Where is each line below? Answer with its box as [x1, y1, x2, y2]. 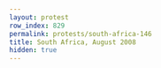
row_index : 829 [9, 21, 65, 30]
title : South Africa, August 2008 [9, 37, 137, 47]
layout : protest [9, 12, 69, 22]
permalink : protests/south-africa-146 [9, 29, 152, 38]
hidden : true [9, 46, 57, 55]
